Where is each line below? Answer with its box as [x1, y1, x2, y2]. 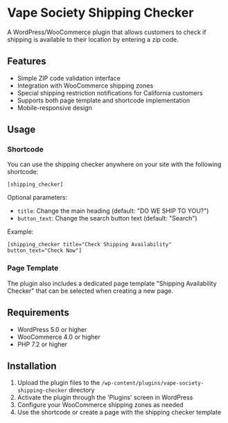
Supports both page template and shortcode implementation [17, 96, 191, 104]
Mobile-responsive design [17, 103, 92, 112]
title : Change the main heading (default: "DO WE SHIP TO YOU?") [17, 207, 209, 215]
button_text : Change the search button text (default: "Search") [17, 214, 198, 223]
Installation [7, 360, 57, 372]
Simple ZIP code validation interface [17, 74, 121, 82]
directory [69, 386, 95, 394]
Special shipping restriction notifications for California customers [17, 88, 203, 97]
